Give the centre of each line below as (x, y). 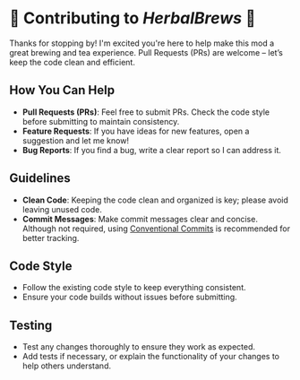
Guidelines (40, 178)
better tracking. (51, 237)
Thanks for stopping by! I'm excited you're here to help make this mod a (142, 43)
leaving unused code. (62, 209)
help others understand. (67, 366)
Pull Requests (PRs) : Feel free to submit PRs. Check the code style (146, 112)
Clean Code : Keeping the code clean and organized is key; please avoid (155, 200)
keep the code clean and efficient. (73, 62)
